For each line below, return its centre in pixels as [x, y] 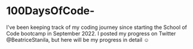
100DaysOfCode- [50, 11]
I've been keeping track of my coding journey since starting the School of [96, 27]
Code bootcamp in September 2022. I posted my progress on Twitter [91, 33]
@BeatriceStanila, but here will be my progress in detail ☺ [78, 40]
